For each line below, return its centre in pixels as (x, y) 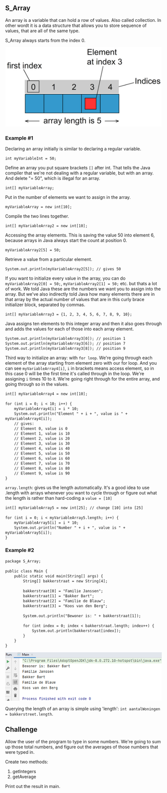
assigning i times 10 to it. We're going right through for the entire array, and (83, 379)
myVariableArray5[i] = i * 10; (46, 523)
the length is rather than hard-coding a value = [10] (59, 498)
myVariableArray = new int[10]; (39, 207)
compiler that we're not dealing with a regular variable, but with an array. (80, 173)
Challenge (21, 730)
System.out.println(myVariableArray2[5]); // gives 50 (63, 269)
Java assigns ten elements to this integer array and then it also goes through (83, 324)
